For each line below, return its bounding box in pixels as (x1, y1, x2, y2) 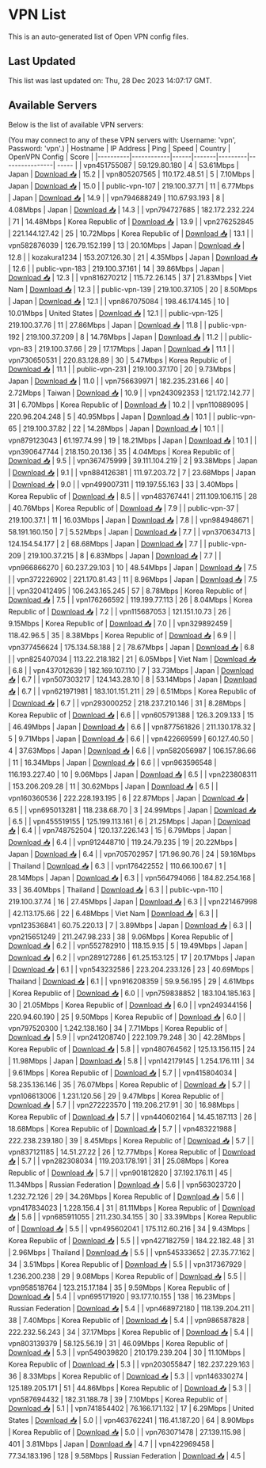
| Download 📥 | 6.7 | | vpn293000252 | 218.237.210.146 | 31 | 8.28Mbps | (8, 698, 246, 708)
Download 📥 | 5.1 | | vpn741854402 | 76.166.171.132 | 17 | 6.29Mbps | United (8, 1403, 255, 1413)
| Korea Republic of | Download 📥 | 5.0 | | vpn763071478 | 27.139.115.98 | (8, 1427, 246, 1436)
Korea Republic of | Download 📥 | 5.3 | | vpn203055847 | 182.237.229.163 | (8, 1360, 255, 1369)
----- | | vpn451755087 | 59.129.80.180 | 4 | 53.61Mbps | (56, 160, 239, 169)
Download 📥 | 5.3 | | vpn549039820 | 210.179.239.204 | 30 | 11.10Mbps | (8, 1348, 245, 1357)
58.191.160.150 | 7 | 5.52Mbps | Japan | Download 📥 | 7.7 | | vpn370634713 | (8, 527, 256, 536)
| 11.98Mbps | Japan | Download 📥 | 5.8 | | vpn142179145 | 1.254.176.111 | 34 (8, 1055, 255, 1066)
